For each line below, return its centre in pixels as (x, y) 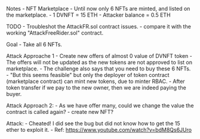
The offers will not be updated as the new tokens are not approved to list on (99, 62)
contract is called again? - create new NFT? (60, 112)
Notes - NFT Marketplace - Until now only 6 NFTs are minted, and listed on (98, 9)
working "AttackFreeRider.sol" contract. (55, 33)
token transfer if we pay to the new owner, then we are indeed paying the (96, 88)
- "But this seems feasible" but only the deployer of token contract (88, 75)
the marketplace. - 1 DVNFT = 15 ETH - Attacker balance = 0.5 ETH (89, 15)
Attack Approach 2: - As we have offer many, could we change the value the (100, 106)
